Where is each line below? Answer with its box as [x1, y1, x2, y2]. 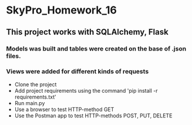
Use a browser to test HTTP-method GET [14, 106, 114, 113]
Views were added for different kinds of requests [6, 67, 149, 76]
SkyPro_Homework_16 [6, 4, 117, 17]
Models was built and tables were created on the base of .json [6, 45, 187, 53]
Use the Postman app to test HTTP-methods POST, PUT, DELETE [14, 112, 173, 119]
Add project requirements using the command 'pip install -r [14, 87, 158, 94]
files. [6, 52, 21, 60]
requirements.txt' [14, 93, 57, 100]
